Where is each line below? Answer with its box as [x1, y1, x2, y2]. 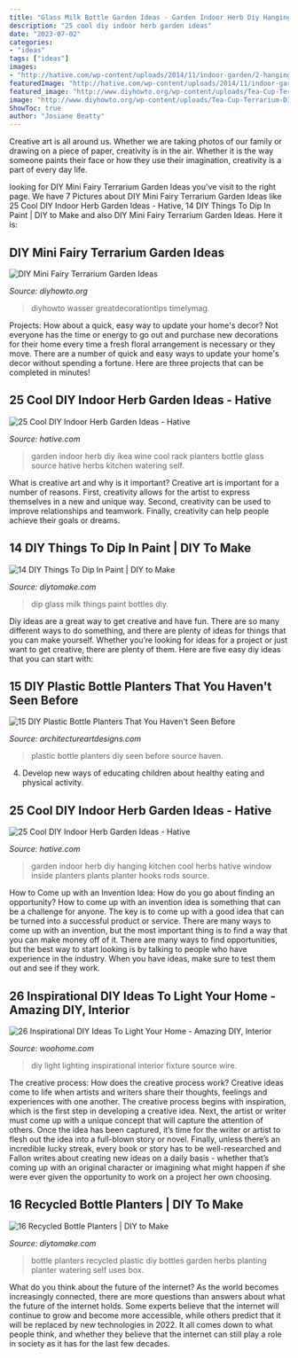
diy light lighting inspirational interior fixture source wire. [30, 1060, 238, 1071]
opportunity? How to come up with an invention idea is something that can [9, 897, 281, 908]
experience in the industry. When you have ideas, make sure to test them [9, 954, 277, 964]
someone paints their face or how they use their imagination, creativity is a [9, 155, 282, 166]
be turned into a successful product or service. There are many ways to [9, 916, 271, 926]
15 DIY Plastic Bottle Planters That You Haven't [9, 679, 272, 694]
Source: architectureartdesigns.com [9, 733, 142, 745]
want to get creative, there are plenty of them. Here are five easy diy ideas [9, 644, 281, 654]
